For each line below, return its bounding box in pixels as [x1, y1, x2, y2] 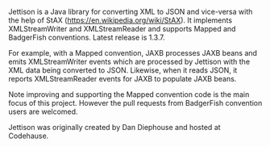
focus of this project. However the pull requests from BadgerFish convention [8, 99, 263, 107]
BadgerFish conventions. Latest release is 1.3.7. [8, 32, 165, 42]
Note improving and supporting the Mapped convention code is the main [8, 90, 250, 99]
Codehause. [8, 131, 49, 141]
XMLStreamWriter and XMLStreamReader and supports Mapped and [8, 24, 236, 33]
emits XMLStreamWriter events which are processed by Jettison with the [8, 57, 251, 66]
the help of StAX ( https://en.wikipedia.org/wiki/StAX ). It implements [8, 15, 232, 25]
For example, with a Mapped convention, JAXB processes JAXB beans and [8, 48, 258, 57]
